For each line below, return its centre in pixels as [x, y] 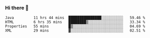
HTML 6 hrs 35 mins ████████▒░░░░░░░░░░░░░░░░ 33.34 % [75, 22]
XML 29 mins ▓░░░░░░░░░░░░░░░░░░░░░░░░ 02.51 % [75, 31]
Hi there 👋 [17, 8]
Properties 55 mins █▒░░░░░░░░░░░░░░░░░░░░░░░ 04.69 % [75, 26]
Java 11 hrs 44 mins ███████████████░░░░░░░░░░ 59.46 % [75, 18]
